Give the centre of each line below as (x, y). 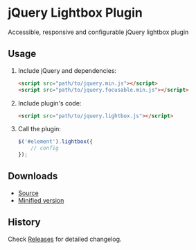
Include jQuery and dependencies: (67, 70)
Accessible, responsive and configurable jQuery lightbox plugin (98, 32)
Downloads (33, 176)
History (24, 223)
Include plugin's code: (50, 103)
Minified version (41, 200)
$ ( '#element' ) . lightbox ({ (55, 142)
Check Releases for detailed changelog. (65, 239)
